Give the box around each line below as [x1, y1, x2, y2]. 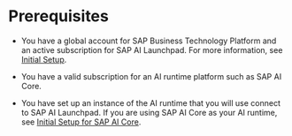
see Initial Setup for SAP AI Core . [20, 117, 142, 127]
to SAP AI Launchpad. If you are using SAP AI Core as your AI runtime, [20, 107, 278, 117]
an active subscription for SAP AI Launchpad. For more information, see [20, 44, 283, 55]
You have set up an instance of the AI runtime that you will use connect [20, 97, 280, 108]
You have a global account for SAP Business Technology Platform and [20, 35, 277, 46]
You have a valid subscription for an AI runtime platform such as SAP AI [20, 71, 282, 81]
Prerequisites [8, 6, 110, 26]
